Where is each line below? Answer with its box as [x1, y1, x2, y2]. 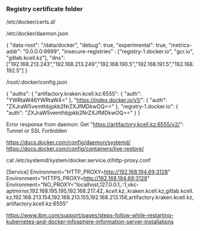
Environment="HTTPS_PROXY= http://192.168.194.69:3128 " [6, 175, 150, 182]
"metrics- [168, 41, 192, 49]
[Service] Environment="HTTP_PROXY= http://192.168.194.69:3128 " [6, 168, 171, 175]
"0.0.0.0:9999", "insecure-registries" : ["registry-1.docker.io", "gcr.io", [23, 48, 194, 55]
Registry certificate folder [6, 5, 83, 13]
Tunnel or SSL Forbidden [6, 127, 67, 135]
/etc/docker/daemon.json [6, 30, 69, 37]
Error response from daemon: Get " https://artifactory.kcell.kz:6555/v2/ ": [6, 121, 184, 128]
